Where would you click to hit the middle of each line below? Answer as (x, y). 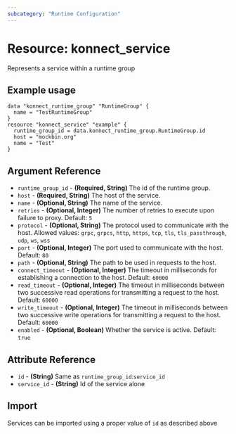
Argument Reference (54, 171)
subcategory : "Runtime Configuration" (64, 14)
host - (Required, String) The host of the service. (89, 196)
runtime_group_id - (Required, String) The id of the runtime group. (114, 188)
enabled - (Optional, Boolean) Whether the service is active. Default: (117, 330)
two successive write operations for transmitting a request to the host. (119, 315)
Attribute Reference (52, 359)
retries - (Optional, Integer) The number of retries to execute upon (116, 210)
